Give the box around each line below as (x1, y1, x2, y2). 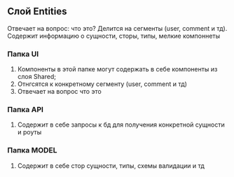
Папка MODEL (7, 146, 57, 155)
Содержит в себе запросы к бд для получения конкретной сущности (17, 120, 226, 129)
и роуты (17, 128, 42, 136)
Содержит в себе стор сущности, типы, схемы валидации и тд (17, 161, 205, 170)
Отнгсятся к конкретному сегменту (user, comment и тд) (17, 80, 188, 88)
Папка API (7, 105, 44, 115)
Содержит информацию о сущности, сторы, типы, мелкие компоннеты (7, 31, 221, 40)
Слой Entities (7, 6, 68, 17)
